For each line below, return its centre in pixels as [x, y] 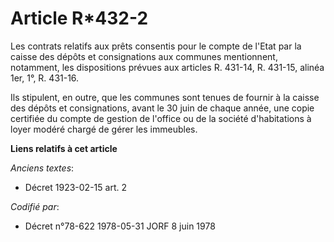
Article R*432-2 [79, 18]
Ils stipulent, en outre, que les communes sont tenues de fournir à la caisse [165, 97]
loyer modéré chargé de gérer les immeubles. [104, 129]
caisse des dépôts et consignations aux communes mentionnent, [144, 56]
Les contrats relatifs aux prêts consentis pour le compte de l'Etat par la [156, 46]
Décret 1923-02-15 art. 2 [75, 187]
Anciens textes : [42, 168]
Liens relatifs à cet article [64, 148]
